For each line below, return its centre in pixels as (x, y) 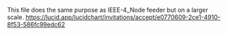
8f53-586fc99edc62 (36, 24)
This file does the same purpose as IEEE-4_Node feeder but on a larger (108, 10)
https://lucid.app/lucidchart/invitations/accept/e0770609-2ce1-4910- (123, 17)
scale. (15, 17)
